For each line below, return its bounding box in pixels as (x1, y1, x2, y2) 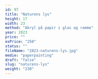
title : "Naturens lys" (5, 12, 52, 17)
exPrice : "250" (5, 39, 36, 44)
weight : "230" (5, 67, 34, 72)
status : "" (5, 44, 28, 49)
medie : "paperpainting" (5, 53, 54, 58)
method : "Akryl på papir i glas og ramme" (5, 26, 94, 30)
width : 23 (5, 21, 26, 26)
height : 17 (5, 16, 28, 21)
